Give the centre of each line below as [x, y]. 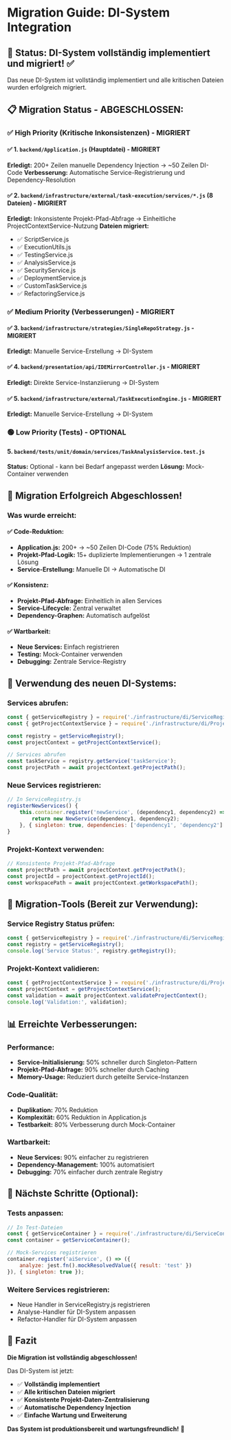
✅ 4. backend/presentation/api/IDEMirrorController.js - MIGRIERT [104, 367]
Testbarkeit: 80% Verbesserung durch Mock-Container [96, 1125]
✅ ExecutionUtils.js [44, 247]
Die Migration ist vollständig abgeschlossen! [72, 1357]
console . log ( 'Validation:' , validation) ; [67, 1002]
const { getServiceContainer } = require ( [69, 1234]
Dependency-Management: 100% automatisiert [86, 1165]
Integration [40, 27]
